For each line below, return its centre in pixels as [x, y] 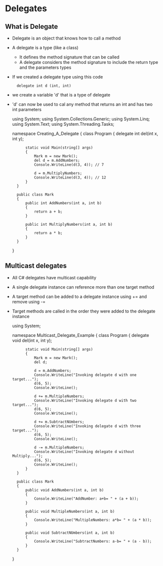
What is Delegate [32, 27]
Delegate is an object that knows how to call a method [66, 38]
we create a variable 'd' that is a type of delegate [61, 95]
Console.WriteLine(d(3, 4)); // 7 [69, 165]
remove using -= [29, 302]
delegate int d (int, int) [44, 86]
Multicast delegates [36, 266]
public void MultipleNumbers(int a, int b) [70, 511]
